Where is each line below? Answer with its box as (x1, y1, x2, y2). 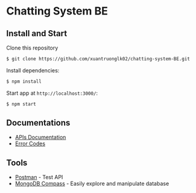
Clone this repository (6, 44, 58, 51)
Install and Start (6, 28, 68, 39)
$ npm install (6, 78, 42, 84)
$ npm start (6, 101, 36, 107)
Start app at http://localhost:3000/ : (6, 89, 98, 96)
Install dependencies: (6, 66, 60, 74)
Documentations (6, 118, 71, 128)
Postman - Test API (14, 174, 63, 181)
